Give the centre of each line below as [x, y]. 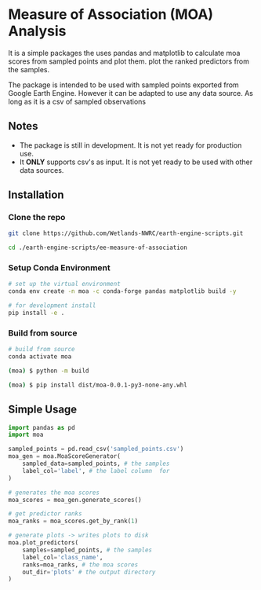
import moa [26, 435]
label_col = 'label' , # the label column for [96, 471]
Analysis [37, 31]
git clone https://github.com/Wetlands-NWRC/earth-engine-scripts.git [126, 233]
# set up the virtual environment [65, 284]
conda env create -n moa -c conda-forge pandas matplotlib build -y [122, 291]
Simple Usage [43, 410]
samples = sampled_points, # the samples [87, 550]
